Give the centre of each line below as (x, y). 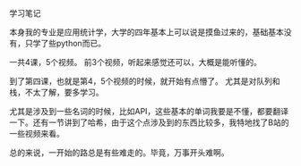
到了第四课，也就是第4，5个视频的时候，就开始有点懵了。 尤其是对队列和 (145, 81)
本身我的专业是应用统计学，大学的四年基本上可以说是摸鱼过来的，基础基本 (146, 32)
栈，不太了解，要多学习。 (56, 92)
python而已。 (81, 43)
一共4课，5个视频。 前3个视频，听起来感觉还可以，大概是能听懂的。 (135, 62)
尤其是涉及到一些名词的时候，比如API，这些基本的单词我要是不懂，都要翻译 (149, 111)
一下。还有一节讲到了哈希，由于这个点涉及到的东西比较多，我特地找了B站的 (149, 122)
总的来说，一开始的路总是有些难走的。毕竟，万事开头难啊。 (119, 153)
